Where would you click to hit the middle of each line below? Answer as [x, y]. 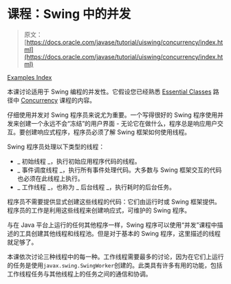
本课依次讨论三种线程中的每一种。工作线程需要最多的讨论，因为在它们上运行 [115, 256]
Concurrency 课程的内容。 [58, 100]
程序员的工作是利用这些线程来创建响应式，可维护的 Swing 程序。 [99, 210]
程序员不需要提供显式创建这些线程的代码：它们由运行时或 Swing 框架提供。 [114, 201]
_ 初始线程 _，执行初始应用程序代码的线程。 [79, 161]
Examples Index [30, 77]
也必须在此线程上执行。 [50, 178]
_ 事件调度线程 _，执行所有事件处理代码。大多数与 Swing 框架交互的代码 [119, 170]
